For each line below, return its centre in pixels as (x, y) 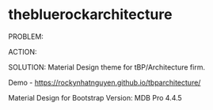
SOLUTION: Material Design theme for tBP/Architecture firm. (107, 67)
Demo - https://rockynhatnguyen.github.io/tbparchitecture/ (105, 82)
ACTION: (23, 51)
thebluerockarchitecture (90, 15)
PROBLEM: (26, 36)
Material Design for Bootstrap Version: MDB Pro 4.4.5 (95, 97)
